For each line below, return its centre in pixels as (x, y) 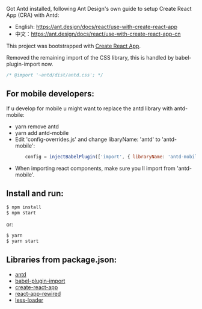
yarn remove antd (37, 126)
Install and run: (35, 193)
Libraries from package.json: (62, 260)
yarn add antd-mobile (42, 133)
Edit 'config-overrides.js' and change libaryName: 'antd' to (87, 139)
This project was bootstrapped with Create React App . (74, 46)
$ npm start (21, 213)
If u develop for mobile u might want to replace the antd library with (90, 108)
